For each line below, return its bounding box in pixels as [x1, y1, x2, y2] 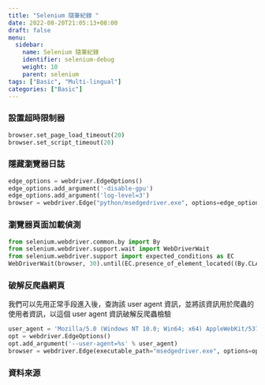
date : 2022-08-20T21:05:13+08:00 [8, 19, 118, 27]
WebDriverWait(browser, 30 [8, 260, 97, 268]
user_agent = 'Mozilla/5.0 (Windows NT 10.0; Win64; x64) [8, 325, 203, 333]
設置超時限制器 [8, 112, 65, 123]
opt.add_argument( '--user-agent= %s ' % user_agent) [8, 340, 178, 348]
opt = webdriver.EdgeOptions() [8, 333, 111, 341]
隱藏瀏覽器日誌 [8, 159, 65, 170]
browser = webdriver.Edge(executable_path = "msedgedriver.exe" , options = [8, 347, 252, 355]
